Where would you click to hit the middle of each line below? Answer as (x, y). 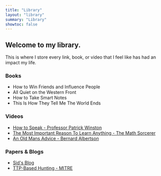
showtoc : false (21, 24)
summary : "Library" (26, 19)
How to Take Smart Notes (40, 98)
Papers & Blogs (25, 152)
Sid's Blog (23, 162)
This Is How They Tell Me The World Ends (57, 103)
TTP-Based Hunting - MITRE (43, 168)
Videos (14, 116)
